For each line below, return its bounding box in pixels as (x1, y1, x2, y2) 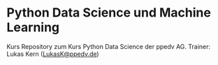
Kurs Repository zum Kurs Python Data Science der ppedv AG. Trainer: (6, 42, 211, 50)
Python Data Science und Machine (6, 5, 211, 21)
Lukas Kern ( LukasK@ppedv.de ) (6, 50, 99, 58)
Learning (6, 19, 60, 35)
